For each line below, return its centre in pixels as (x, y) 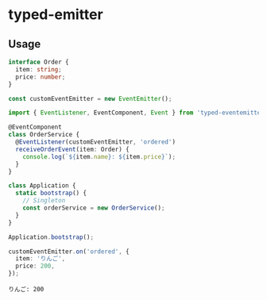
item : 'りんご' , (41, 259)
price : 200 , (35, 266)
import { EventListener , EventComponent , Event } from (101, 113)
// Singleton (44, 201)
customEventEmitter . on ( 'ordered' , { (69, 252)
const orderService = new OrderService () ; (94, 208)
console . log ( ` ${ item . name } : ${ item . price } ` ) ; (99, 156)
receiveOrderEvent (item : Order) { (72, 149)
